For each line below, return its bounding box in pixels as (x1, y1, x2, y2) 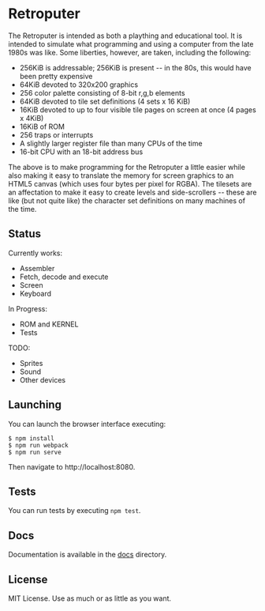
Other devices (19, 375, 65, 384)
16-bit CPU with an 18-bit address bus (19, 147, 144, 157)
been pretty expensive (19, 71, 93, 81)
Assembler (19, 263, 55, 273)
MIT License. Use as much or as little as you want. (8, 594, 172, 603)
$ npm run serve (8, 448, 62, 456)
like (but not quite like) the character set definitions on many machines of (8, 195, 246, 206)
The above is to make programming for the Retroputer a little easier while (8, 162, 246, 172)
